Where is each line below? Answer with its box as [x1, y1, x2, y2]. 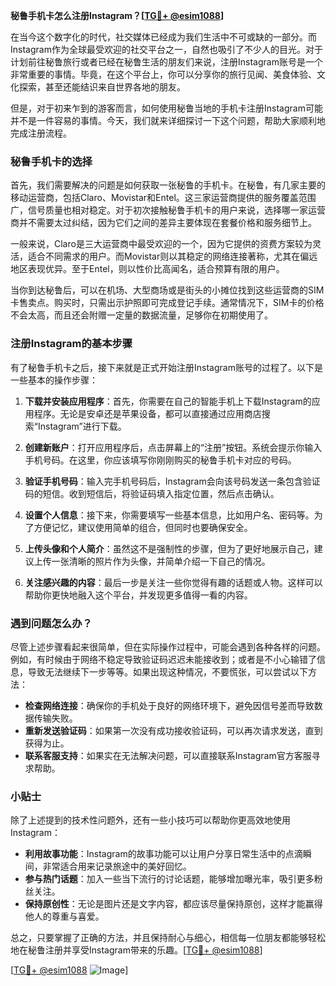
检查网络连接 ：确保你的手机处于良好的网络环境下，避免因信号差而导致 [24, 699, 315, 711]
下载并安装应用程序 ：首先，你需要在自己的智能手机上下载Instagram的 [24, 395, 312, 407]
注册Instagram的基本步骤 [10, 337, 133, 351]
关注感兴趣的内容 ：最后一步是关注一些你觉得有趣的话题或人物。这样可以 [24, 576, 323, 588]
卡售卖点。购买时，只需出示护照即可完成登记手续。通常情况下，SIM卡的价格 [10, 297, 325, 309]
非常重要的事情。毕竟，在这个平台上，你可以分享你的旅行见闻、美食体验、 [10, 69, 317, 80]
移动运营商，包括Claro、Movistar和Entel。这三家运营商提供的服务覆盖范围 [10, 192, 317, 204]
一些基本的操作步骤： [10, 374, 98, 386]
